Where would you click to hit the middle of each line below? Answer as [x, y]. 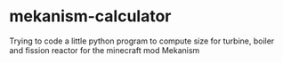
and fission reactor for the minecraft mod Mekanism [105, 50]
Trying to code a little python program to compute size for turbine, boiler [142, 41]
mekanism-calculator [90, 16]
